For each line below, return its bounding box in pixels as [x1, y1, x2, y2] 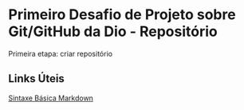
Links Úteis [8, 72, 65, 85]
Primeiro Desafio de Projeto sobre [8, 6, 237, 24]
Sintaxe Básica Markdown [8, 93, 94, 103]
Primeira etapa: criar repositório [8, 49, 113, 58]
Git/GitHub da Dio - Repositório [8, 22, 218, 41]
